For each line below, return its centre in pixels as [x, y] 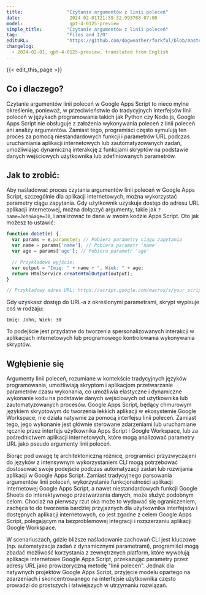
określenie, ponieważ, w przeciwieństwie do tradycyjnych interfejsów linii [99, 110]
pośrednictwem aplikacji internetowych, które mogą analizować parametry [101, 438]
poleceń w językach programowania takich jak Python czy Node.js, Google [101, 117]
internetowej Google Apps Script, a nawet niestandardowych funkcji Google [102, 489]
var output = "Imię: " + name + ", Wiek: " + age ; [78, 268]
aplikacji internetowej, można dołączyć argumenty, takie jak [82, 210]
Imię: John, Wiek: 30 [34, 320]
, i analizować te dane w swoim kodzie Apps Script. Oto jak [124, 216]
